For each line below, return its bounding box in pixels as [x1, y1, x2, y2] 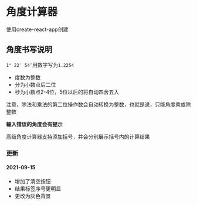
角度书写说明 [6, 45, 53, 54]
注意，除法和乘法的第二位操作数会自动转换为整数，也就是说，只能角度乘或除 [6, 101, 191, 108]
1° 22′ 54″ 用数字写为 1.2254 [6, 61, 74, 68]
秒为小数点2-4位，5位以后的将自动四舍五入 [14, 88, 120, 95]
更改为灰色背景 [14, 192, 51, 199]
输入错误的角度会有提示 [6, 121, 63, 128]
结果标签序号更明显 [14, 185, 62, 192]
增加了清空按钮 [14, 177, 51, 184]
